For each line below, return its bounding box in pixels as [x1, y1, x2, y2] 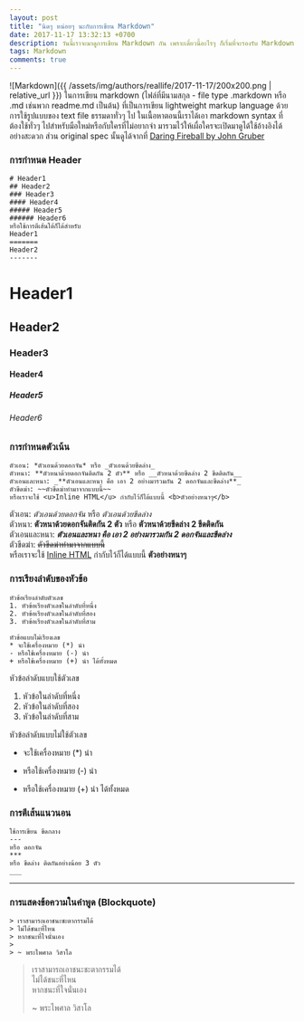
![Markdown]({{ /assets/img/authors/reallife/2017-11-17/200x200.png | [9, 81, 272, 91]
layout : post [9, 13, 59, 23]
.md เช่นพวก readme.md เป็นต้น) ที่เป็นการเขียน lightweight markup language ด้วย [9, 100, 289, 110]
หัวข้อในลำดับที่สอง [22, 701, 80, 712]
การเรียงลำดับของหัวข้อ [9, 572, 88, 585]
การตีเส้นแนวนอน [9, 807, 71, 819]
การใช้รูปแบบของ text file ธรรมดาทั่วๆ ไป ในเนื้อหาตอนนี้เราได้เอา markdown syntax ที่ [9, 110, 283, 120]
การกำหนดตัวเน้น [9, 440, 71, 453]
